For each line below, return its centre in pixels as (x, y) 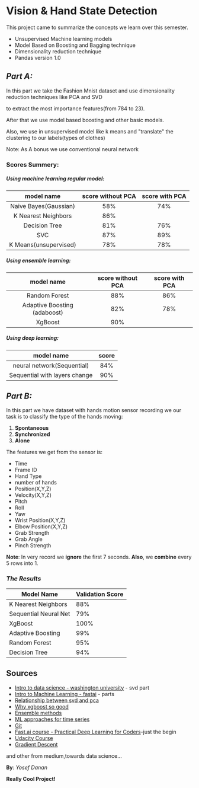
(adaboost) (48, 312)
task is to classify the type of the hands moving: (65, 417)
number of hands (36, 483)
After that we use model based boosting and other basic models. (85, 120)
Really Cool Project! (31, 779)
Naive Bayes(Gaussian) (43, 206)
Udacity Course (34, 738)
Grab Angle (28, 539)
